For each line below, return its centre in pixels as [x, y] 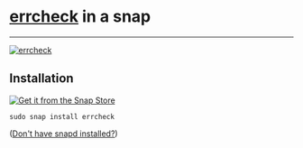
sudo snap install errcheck [62, 116]
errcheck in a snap [80, 17]
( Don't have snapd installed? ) [64, 134]
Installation [41, 79]
